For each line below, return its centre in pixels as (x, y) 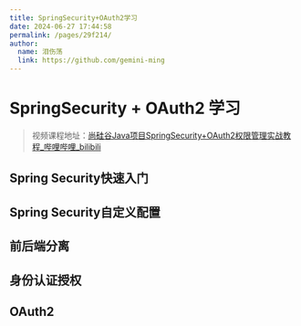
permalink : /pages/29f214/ (61, 35)
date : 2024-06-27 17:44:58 (61, 26)
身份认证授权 (46, 280)
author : (24, 43)
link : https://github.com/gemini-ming (92, 60)
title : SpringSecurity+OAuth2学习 (74, 18)
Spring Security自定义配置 (85, 212)
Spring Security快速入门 (79, 179)
